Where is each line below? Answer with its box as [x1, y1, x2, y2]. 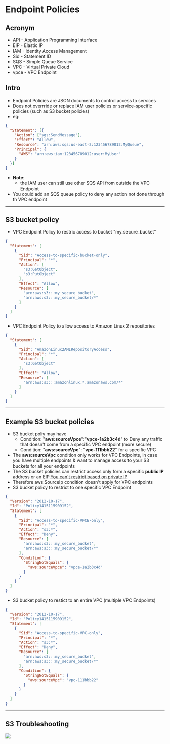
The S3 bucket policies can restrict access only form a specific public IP [12, 469, 164, 475]
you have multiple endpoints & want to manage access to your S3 [12, 457, 149, 463]
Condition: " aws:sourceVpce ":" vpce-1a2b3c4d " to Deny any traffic [20, 436, 163, 442]
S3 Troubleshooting [5, 720, 69, 728]
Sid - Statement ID [12, 53, 52, 59]
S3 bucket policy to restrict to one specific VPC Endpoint [12, 484, 132, 491]
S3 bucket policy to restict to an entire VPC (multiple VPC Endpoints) [12, 597, 156, 603]
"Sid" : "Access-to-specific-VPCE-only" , [18, 518, 105, 523]
